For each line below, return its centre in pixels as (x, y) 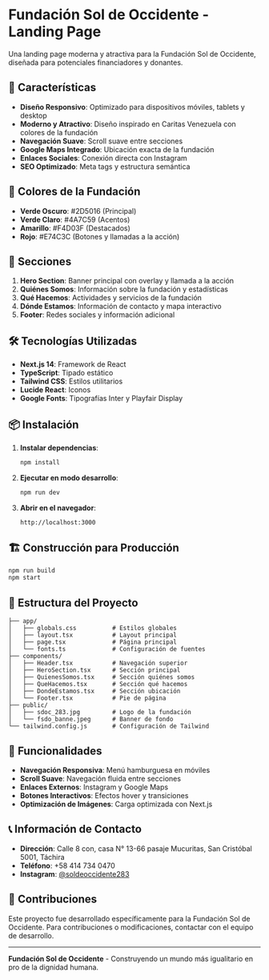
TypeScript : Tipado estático (66, 373)
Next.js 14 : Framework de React (73, 364)
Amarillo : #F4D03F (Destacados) (75, 228)
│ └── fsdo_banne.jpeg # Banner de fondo (91, 719)
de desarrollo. (31, 935)
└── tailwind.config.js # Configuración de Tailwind (109, 726)
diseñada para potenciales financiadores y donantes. (96, 62)
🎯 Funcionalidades (55, 751)
